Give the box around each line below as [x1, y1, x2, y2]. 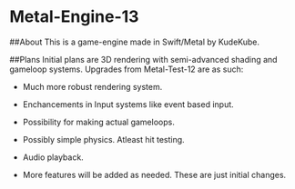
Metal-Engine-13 [9, 6, 139, 27]
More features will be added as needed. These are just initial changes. [22, 169, 287, 180]
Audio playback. [22, 152, 84, 163]
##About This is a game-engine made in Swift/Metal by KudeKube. [9, 36, 260, 47]
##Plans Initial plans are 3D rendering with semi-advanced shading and [9, 54, 278, 65]
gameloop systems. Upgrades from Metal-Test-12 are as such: [9, 64, 244, 75]
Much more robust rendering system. [22, 81, 163, 92]
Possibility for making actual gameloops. [22, 116, 175, 127]
